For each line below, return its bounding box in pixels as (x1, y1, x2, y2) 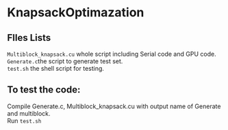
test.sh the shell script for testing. (7, 65, 105, 72)
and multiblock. (7, 109, 51, 117)
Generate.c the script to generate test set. (7, 57, 123, 65)
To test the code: (7, 84, 81, 96)
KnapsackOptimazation (7, 5, 144, 20)
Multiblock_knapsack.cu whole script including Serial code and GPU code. (7, 50, 217, 58)
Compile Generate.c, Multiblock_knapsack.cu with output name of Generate (7, 102, 221, 110)
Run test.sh (7, 116, 42, 125)
